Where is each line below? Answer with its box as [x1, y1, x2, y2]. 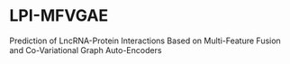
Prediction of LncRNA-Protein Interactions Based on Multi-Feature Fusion [9, 35, 281, 46]
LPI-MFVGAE [9, 5, 109, 26]
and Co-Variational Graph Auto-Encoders [9, 44, 162, 55]
